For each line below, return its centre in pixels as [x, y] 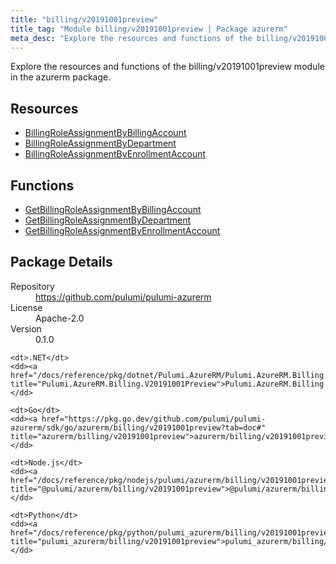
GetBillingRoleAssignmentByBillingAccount [113, 209]
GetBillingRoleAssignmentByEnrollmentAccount [122, 230]
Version [26, 328]
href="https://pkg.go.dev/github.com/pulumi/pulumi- [154, 419]
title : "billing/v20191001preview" [84, 19]
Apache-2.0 [60, 318]
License [26, 307]
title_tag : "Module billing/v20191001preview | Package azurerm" [149, 29]
